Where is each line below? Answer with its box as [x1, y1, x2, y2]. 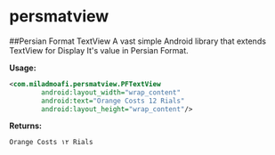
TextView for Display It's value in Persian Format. [9, 45, 189, 55]
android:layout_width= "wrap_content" [41, 87, 181, 97]
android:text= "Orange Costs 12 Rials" [41, 96, 185, 105]
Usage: [9, 62, 37, 73]
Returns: [9, 120, 43, 131]
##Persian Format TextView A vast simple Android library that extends [9, 36, 267, 46]
